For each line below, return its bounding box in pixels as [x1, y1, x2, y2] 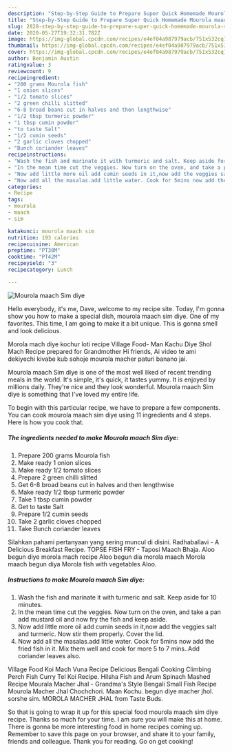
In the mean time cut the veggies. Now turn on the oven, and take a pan [17, 608, 221, 616]
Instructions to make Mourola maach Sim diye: [8, 575, 145, 584]
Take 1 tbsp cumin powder [17, 495, 92, 504]
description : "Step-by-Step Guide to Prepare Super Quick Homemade [8, 10, 206, 17]
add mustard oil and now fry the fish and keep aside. [17, 615, 168, 623]
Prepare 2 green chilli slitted [17, 473, 98, 482]
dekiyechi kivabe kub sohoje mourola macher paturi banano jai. [8, 355, 188, 363]
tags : [8, 196, 23, 204]
